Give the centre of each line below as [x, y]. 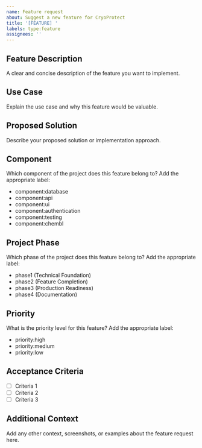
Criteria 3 [27, 399]
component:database [41, 192]
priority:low [29, 352]
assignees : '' [24, 34]
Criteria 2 [27, 393]
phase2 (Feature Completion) [52, 282]
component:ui [32, 204]
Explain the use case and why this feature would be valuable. [82, 107]
